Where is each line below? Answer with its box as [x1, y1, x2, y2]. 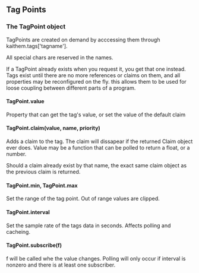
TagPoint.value [6, 98, 45, 105]
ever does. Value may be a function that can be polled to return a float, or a [6, 144, 190, 151]
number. [6, 151, 27, 158]
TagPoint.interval [6, 208, 50, 215]
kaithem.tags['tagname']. [6, 42, 68, 49]
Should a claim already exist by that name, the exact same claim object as [6, 162, 187, 169]
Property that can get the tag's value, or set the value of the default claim [6, 111, 186, 118]
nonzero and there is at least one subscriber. [6, 261, 116, 268]
